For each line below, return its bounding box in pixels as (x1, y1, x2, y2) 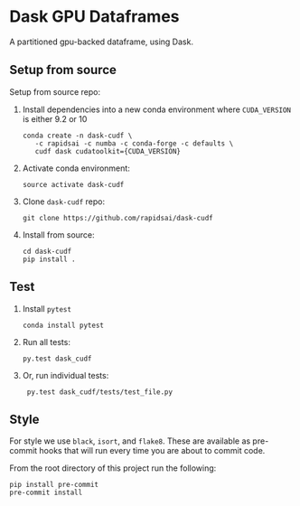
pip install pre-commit (9, 481, 99, 490)
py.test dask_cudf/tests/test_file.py (26, 387, 173, 397)
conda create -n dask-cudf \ (22, 131, 133, 140)
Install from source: (22, 229, 95, 240)
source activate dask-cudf (22, 180, 125, 189)
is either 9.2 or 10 (22, 113, 88, 124)
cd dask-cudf (22, 247, 72, 256)
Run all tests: (22, 336, 70, 347)
